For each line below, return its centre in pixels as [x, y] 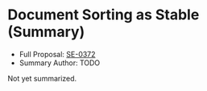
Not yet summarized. [42, 78]
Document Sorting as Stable [103, 15]
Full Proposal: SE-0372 [57, 54]
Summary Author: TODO [60, 63]
